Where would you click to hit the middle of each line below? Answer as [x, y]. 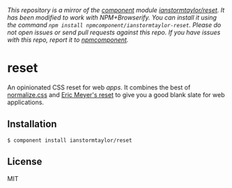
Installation [32, 124]
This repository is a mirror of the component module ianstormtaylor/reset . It [116, 10]
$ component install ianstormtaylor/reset [70, 140]
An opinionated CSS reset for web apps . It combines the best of [99, 87]
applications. [25, 102]
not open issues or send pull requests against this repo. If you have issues [114, 32]
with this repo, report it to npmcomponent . [68, 40]
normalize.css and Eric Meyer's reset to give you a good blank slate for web [116, 94]
